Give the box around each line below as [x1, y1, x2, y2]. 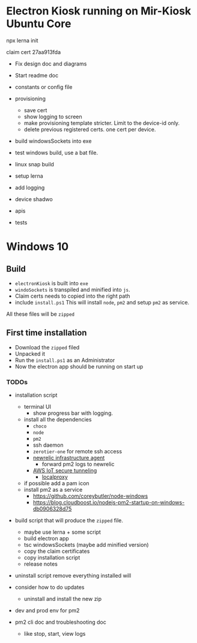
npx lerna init [6, 37, 38, 44]
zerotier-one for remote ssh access [32, 448, 122, 455]
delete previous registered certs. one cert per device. [23, 125, 156, 133]
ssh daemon [32, 441, 64, 448]
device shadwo [14, 195, 53, 202]
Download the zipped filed [14, 343, 80, 351]
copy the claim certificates [23, 548, 90, 555]
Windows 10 [6, 240, 69, 253]
